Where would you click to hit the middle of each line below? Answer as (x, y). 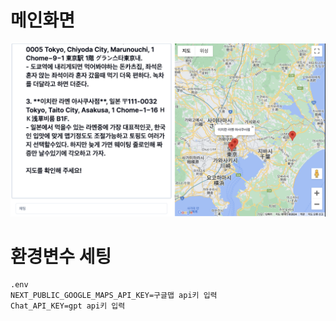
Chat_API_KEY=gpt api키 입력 (68, 306)
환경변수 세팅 (61, 256)
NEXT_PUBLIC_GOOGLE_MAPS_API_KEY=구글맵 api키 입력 (114, 296)
